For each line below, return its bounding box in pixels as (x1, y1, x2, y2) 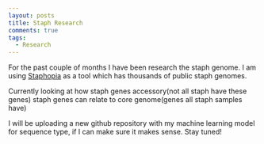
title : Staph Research (8, 19, 83, 27)
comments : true (8, 26, 59, 34)
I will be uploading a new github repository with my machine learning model (8, 119, 255, 128)
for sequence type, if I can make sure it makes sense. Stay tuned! (8, 127, 222, 137)
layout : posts (8, 11, 55, 20)
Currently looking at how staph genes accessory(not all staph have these (8, 86, 247, 96)
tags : (8, 33, 26, 42)
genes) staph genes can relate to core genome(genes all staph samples (8, 95, 243, 104)
